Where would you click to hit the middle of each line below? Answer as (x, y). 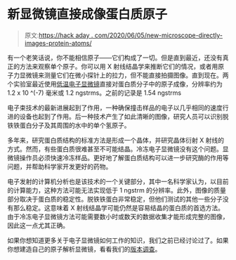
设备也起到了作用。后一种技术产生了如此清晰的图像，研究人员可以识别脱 (124, 116)
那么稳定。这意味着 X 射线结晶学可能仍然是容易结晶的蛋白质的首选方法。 (119, 207)
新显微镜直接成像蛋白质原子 (87, 14)
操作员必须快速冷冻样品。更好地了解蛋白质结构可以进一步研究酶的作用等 (124, 157)
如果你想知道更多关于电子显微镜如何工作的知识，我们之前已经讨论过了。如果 (118, 240)
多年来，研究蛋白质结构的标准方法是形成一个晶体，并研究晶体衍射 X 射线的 (116, 140)
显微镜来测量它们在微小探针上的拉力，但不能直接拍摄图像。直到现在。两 (124, 75)
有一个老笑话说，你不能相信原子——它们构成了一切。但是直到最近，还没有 (115, 58)
